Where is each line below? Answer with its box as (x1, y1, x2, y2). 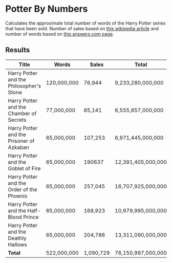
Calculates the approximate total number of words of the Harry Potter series (5, 20, 166, 26)
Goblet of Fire (8, 165, 41, 172)
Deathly (8, 234, 27, 242)
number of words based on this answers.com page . (5, 31, 114, 37)
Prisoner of (8, 137, 35, 144)
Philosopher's (8, 82, 41, 90)
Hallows (8, 241, 27, 248)
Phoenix (8, 192, 28, 200)
